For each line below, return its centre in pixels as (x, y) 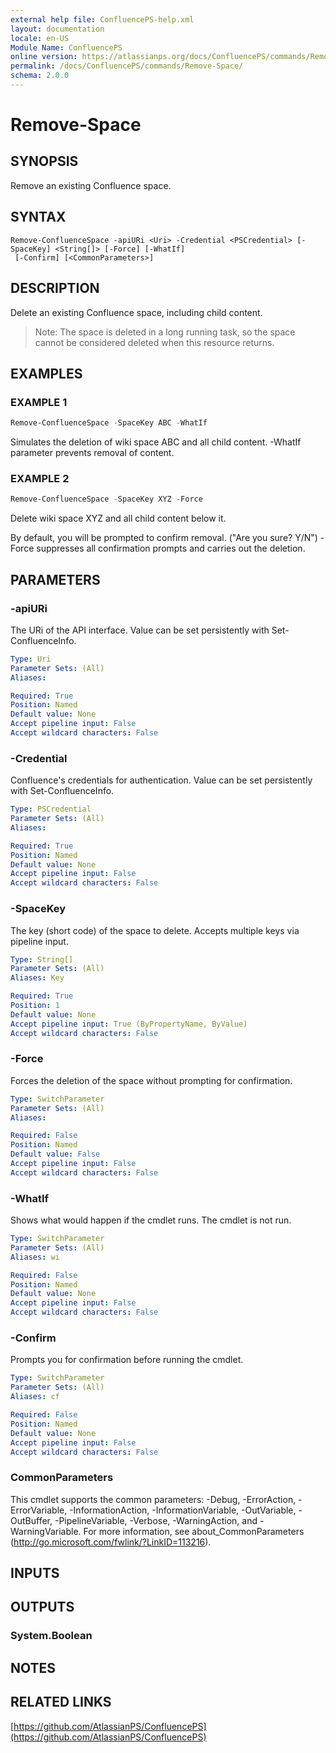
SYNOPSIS (44, 161)
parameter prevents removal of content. (92, 453)
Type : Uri (31, 659)
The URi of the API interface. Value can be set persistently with (140, 630)
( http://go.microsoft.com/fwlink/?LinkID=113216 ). (111, 1542)
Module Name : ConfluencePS (66, 47)
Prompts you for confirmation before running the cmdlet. (127, 1360)
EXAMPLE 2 (40, 478)
